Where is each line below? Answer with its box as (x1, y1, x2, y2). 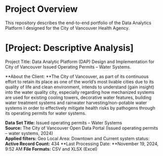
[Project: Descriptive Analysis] (5, 42, 134, 54)
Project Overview (5, 3, 78, 15)
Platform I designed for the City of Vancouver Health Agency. (5, 25, 130, 31)
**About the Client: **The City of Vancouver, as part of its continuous (5, 73, 149, 79)
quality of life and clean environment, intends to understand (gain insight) (5, 84, 155, 90)
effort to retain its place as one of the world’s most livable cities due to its (5, 78, 154, 84)
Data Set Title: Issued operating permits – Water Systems (5, 119, 122, 125)
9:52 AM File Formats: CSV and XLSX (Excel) (5, 146, 98, 152)
